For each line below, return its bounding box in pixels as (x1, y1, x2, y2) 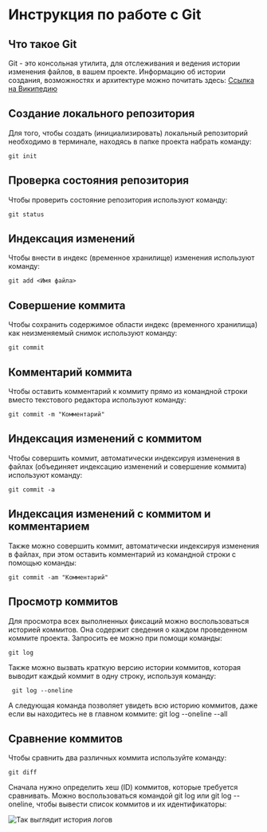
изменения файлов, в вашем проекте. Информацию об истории (8, 67, 226, 77)
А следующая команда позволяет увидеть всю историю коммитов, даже (8, 700, 258, 710)
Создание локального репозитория (8, 107, 195, 120)
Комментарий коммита (8, 365, 133, 379)
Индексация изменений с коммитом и (8, 507, 211, 521)
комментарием (8, 520, 90, 534)
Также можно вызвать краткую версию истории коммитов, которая (8, 662, 241, 672)
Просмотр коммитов (8, 595, 119, 609)
